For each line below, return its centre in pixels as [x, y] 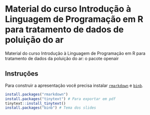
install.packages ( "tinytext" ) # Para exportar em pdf [60, 99]
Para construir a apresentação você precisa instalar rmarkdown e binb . [74, 85]
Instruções [22, 74]
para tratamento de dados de [65, 30]
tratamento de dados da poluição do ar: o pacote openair [62, 58]
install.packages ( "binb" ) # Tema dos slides [51, 108]
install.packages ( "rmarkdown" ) [37, 94]
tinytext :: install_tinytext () [36, 103]
